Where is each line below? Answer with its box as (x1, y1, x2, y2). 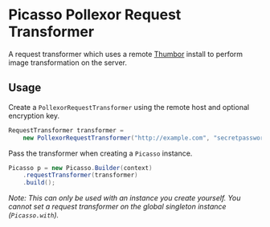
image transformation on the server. (8, 58, 127, 67)
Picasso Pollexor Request (8, 6, 182, 24)
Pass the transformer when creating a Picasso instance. (8, 148, 193, 158)
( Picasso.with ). (8, 210, 59, 220)
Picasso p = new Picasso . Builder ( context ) (8, 164, 153, 172)
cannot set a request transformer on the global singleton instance (8, 202, 227, 212)
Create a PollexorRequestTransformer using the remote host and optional (8, 102, 250, 111)
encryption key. (8, 111, 60, 120)
